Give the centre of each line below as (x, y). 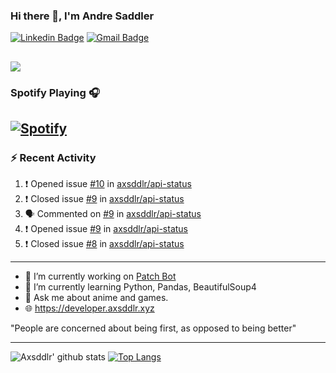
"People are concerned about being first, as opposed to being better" (153, 328)
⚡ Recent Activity (53, 157)
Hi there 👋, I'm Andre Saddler (82, 16)
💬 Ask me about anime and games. (96, 298)
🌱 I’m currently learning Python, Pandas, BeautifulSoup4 (140, 287)
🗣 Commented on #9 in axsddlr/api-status (113, 214)
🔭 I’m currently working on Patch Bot (100, 276)
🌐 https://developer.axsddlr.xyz (89, 308)
